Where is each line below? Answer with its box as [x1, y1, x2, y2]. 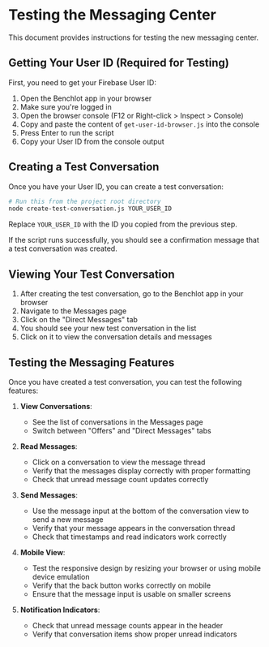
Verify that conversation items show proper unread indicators [32, 629, 237, 639]
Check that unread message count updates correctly [32, 474, 209, 484]
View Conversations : [19, 401, 93, 411]
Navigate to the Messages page [19, 306, 127, 316]
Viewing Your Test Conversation [8, 267, 175, 281]
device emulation [32, 572, 91, 581]
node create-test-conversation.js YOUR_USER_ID [8, 205, 173, 213]
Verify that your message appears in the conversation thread [32, 523, 236, 533]
